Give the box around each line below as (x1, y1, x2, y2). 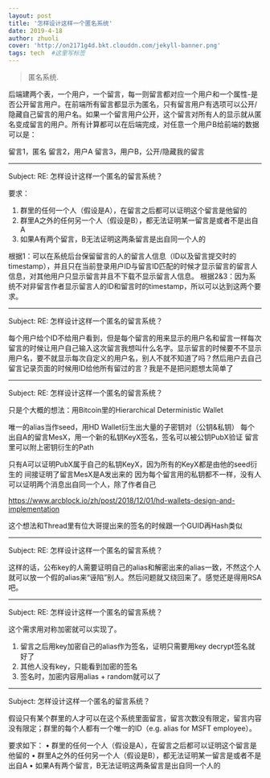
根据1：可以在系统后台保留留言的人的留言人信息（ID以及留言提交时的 (8, 251, 237, 261)
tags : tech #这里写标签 (8, 49, 86, 57)
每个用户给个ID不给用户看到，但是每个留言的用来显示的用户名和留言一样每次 (8, 333, 262, 343)
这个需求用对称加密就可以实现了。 (8, 624, 121, 634)
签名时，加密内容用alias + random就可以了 (19, 672, 162, 681)
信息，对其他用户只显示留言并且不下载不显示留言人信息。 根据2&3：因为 (8, 271, 249, 281)
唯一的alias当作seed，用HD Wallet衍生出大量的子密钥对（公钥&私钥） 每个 (8, 422, 256, 431)
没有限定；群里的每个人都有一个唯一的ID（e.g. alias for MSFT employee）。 (8, 723, 257, 733)
